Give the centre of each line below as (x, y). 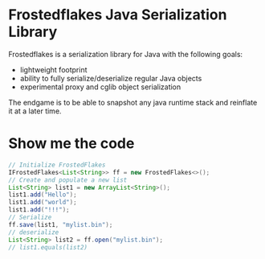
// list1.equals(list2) (48, 247)
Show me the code (71, 144)
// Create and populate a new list (68, 180)
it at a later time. (35, 111)
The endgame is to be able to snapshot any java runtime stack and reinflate (133, 102)
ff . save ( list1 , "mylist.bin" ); (61, 224)
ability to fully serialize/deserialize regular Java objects (111, 78)
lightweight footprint (53, 69)
